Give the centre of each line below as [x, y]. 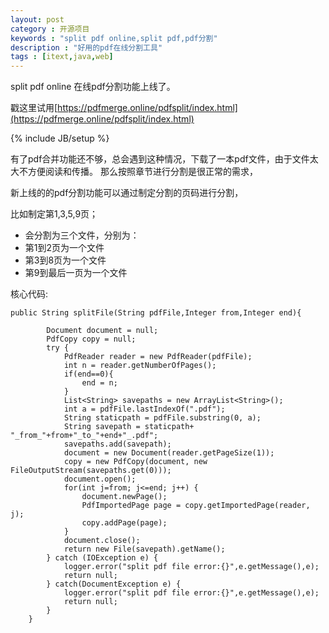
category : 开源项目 [50, 29]
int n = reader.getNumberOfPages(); [140, 366]
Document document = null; [102, 331]
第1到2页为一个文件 [64, 248]
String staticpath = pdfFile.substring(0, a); [162, 418]
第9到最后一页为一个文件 [76, 273]
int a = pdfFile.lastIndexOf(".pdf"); [144, 409]
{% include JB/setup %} [60, 138]
